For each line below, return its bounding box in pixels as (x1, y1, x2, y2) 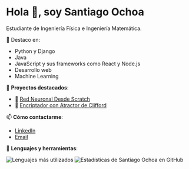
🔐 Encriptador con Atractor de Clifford (14, 101, 107, 108)
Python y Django (14, 47, 55, 55)
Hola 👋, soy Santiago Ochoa (6, 5, 144, 19)
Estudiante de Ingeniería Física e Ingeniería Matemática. (6, 25, 142, 32)
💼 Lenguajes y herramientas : (6, 144, 78, 152)
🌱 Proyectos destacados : (6, 84, 69, 91)
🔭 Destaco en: (6, 36, 41, 43)
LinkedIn (14, 127, 36, 134)
